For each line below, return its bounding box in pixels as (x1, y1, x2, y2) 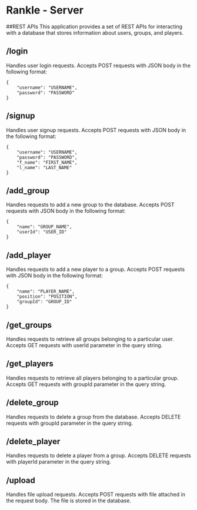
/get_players (6, 359, 54, 369)
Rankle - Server (6, 4, 84, 17)
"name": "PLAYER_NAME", (16, 288, 75, 294)
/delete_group (6, 398, 59, 408)
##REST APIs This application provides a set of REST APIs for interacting (6, 23, 183, 30)
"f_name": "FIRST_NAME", (16, 159, 78, 165)
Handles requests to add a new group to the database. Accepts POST (6, 201, 175, 209)
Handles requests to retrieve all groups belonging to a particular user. (6, 335, 175, 343)
